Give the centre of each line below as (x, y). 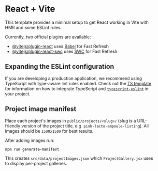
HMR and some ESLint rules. (33, 27)
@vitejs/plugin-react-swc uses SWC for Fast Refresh (65, 51)
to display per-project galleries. (36, 164)
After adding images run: (30, 140)
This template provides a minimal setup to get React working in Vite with (77, 22)
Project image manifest (41, 109)
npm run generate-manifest (32, 149)
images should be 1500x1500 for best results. (49, 131)
